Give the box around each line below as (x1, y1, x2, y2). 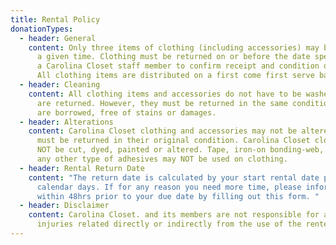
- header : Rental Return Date (19, 163, 145, 173)
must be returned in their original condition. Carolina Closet (36, 136, 311, 146)
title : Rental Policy (10, 14, 101, 25)
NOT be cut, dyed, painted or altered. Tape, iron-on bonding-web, (36, 145, 325, 155)
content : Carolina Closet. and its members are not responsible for (28, 210, 320, 220)
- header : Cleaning (19, 80, 101, 90)
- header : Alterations (19, 117, 114, 127)
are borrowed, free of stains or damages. (36, 107, 217, 118)
